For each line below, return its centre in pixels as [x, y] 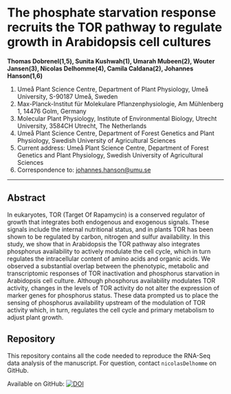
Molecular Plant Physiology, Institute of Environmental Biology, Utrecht [117, 118]
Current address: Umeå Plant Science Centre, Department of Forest [113, 148]
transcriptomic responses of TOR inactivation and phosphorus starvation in [113, 273]
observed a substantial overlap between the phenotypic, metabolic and [108, 266]
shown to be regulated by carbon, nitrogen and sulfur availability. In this [109, 237]
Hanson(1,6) [25, 76]
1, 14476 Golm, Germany [52, 111]
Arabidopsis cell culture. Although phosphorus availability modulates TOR [111, 280]
